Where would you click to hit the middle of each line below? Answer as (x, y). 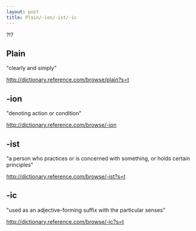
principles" (20, 165)
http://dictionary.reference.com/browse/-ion (61, 125)
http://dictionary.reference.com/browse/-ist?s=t (66, 176)
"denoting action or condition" (44, 113)
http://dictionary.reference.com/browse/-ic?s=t (65, 221)
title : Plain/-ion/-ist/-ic (42, 17)
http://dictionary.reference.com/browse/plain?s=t (68, 80)
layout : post (23, 12)
